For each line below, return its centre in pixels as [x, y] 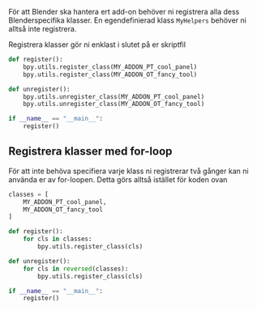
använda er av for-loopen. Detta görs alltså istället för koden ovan [118, 179]
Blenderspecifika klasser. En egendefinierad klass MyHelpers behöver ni [128, 20]
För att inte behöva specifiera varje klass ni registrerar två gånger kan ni [128, 171]
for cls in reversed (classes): [76, 269]
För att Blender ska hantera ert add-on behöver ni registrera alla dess [124, 12]
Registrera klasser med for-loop [90, 152]
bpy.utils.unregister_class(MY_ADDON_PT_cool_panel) [114, 96]
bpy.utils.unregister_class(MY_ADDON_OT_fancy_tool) [114, 104]
